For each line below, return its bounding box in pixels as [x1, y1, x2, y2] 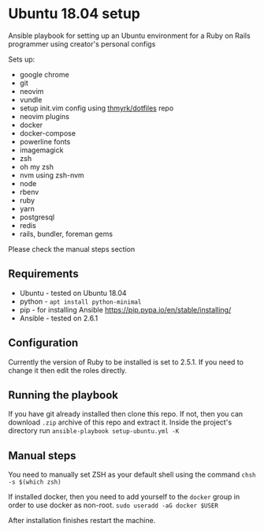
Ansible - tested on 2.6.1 [19, 313, 99, 323]
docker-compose [19, 128, 76, 138]
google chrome [19, 69, 69, 79]
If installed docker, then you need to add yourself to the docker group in [8, 492, 240, 502]
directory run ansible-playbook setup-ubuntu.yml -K [8, 426, 180, 436]
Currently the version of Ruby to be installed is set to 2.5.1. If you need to [8, 357, 244, 367]
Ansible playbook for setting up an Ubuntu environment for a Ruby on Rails [8, 31, 251, 40]
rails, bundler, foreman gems [19, 229, 113, 238]
